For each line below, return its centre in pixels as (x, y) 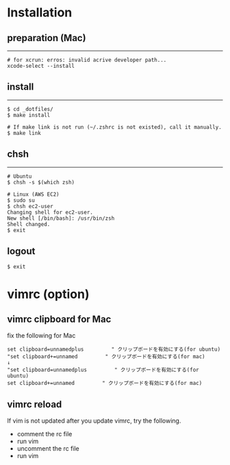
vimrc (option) (48, 294)
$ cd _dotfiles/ (30, 109)
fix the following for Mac (41, 336)
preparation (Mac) (47, 38)
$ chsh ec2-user (30, 206)
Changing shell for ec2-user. (50, 212)
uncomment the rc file (48, 449)
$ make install (29, 115)
